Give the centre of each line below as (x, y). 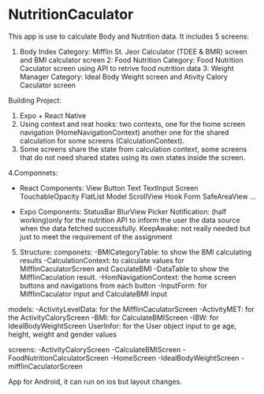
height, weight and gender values (62, 334)
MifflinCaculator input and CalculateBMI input (93, 294)
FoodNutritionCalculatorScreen (58, 358)
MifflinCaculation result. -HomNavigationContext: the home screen (128, 277)
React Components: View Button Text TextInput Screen (109, 188)
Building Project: (35, 100)
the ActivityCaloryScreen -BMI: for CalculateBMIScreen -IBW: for (113, 318)
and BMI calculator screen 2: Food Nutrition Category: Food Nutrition (132, 60)
